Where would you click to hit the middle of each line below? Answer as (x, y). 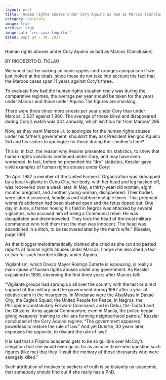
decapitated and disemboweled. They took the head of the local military (78, 218)
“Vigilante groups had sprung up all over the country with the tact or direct (81, 284)
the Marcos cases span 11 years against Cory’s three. (59, 81)
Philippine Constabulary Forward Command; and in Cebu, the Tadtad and (80, 305)
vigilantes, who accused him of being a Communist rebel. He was (72, 213)
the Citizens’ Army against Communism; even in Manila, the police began (80, 311)
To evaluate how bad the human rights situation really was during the (75, 91)
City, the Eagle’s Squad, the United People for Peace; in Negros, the (74, 300)
